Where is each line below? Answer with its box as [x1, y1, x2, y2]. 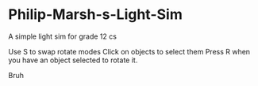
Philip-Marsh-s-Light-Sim [8, 6, 183, 24]
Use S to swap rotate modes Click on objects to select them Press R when [8, 47, 251, 56]
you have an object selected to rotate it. [8, 55, 138, 65]
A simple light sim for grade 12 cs [8, 32, 117, 41]
